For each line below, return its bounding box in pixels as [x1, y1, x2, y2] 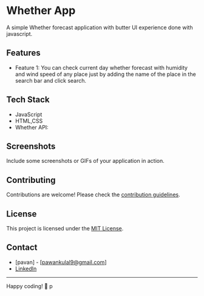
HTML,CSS [15, 117, 43, 125]
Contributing [6, 174, 56, 185]
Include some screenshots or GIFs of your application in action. [6, 157, 165, 165]
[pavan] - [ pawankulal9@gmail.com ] [15, 258, 107, 266]
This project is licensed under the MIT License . [6, 225, 124, 232]
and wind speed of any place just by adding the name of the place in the [15, 71, 196, 78]
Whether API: [15, 123, 49, 131]
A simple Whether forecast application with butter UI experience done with [6, 24, 193, 31]
